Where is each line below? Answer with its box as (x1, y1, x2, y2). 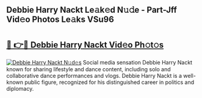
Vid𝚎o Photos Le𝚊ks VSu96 (6, 15, 114, 25)
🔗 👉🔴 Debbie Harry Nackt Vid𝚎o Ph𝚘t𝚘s (6, 40, 164, 50)
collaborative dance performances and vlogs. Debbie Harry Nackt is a (6, 72, 182, 79)
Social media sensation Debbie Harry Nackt (82, 59, 193, 66)
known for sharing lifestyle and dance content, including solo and (6, 66, 171, 72)
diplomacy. (6, 85, 34, 92)
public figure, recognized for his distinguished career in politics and (24, 79, 195, 86)
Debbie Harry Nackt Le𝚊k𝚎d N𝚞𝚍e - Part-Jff (6, 5, 177, 15)
